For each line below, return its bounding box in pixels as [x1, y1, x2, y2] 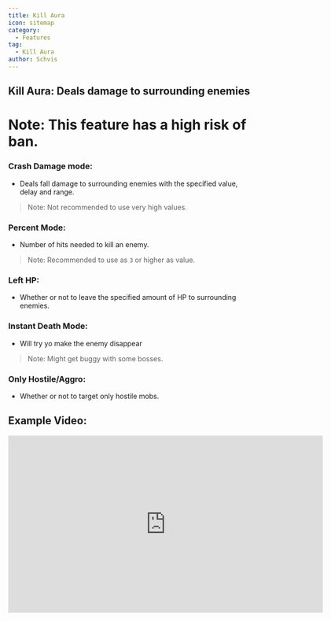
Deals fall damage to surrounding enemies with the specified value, [19, 179, 238, 188]
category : [8, 26, 41, 34]
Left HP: [8, 275, 40, 286]
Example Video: [8, 414, 87, 427]
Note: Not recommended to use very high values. [27, 202, 187, 212]
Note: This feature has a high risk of [8, 116, 247, 134]
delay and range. [19, 187, 75, 197]
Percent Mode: [8, 222, 66, 233]
